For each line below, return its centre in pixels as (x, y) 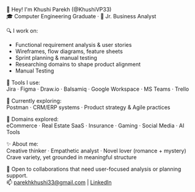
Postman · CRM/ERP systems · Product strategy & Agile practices (88, 107)
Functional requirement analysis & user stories (73, 45)
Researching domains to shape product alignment (78, 64)
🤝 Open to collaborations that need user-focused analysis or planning (94, 169)
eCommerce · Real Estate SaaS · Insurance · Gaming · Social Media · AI (95, 126)
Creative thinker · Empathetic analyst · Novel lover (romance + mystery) (96, 151)
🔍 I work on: (22, 31)
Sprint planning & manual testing (56, 58)
